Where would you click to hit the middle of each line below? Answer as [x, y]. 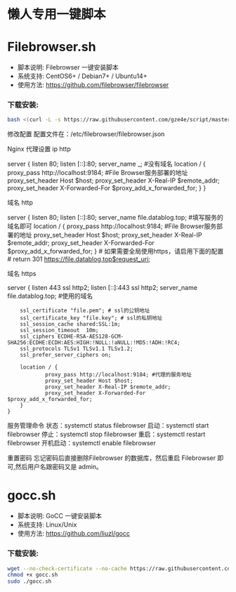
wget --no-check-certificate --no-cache [67, 568]
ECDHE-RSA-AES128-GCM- [91, 337]
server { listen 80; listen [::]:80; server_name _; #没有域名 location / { [106, 164]
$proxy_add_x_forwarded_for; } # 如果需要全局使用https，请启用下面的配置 [116, 251]
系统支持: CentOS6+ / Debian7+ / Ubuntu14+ [82, 76]
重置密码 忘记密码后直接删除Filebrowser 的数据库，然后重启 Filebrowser [112, 458]
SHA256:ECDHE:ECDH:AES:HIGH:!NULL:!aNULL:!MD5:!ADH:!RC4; [94, 343]
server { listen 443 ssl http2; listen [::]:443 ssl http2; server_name [103, 288]
